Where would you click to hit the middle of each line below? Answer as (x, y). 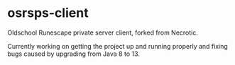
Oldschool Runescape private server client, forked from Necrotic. (103, 32)
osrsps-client (48, 13)
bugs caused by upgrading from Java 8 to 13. (74, 54)
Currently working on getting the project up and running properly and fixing (118, 46)
